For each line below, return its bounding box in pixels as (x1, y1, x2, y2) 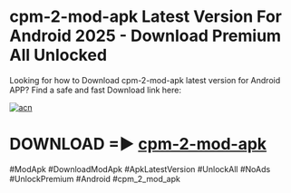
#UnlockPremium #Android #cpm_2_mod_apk (9, 173, 181, 184)
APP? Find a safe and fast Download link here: (9, 84, 181, 95)
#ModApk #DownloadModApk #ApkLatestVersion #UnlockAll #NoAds (9, 163, 271, 174)
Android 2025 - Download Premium (9, 25, 282, 46)
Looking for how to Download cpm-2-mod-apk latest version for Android (9, 74, 281, 85)
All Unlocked (9, 45, 107, 65)
